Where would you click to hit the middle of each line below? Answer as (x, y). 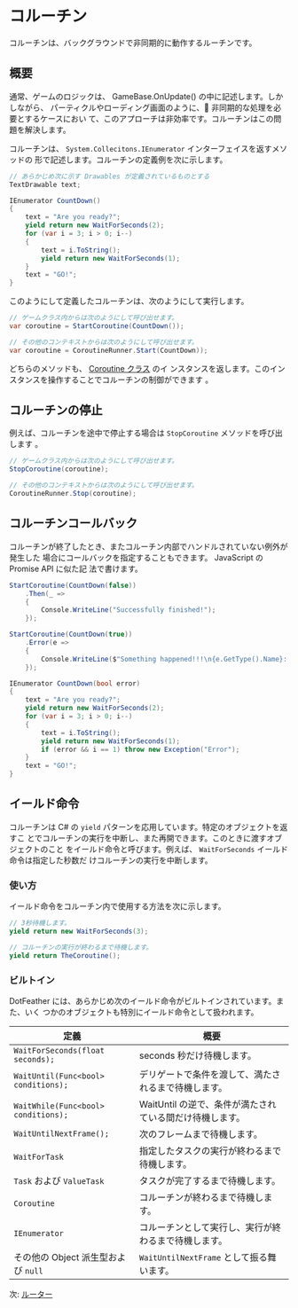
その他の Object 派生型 (61, 1257)
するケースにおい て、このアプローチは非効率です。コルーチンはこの (149, 118)
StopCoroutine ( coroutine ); (59, 469)
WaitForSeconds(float (59, 1050)
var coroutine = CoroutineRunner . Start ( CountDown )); (109, 350)
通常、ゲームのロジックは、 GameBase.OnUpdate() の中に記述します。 (138, 96)
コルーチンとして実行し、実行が (206, 1227)
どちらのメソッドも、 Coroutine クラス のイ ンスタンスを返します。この (140, 368)
